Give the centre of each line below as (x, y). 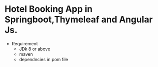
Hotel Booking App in (49, 9)
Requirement (25, 43)
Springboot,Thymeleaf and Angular (79, 19)
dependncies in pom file (44, 59)
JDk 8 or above (34, 49)
